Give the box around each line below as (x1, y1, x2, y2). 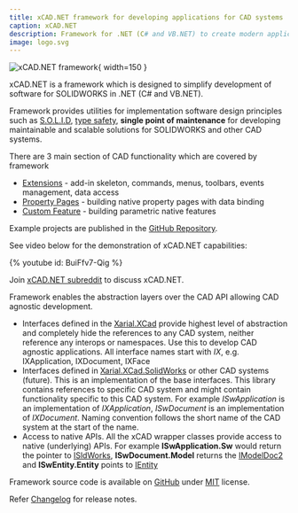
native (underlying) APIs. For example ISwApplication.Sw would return (21, 440, 282, 452)
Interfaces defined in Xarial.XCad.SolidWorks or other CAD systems (21, 365, 270, 377)
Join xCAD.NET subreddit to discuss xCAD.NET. (9, 275, 184, 285)
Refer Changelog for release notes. (9, 494, 137, 505)
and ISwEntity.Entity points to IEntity (21, 460, 158, 470)
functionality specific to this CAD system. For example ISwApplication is (21, 393, 286, 404)
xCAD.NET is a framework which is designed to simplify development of (9, 79, 272, 89)
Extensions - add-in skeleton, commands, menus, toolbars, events (21, 178, 264, 189)
